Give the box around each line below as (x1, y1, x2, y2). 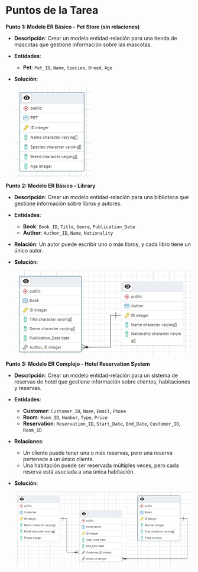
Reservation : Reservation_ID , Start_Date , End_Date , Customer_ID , (22, 420, 181, 427)
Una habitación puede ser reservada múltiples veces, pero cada (22, 462, 179, 469)
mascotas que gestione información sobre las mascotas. (14, 41, 152, 48)
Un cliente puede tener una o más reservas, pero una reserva (22, 449, 173, 456)
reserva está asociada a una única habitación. (22, 468, 135, 475)
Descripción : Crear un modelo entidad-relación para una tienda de (14, 34, 178, 41)
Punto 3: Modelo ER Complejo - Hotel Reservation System (5, 360, 150, 368)
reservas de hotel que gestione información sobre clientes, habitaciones (14, 378, 190, 385)
